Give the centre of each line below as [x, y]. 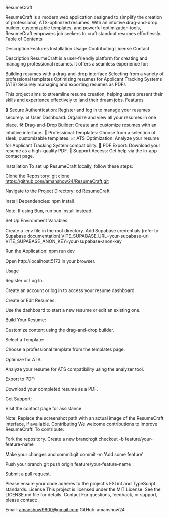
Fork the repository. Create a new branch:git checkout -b [65, 439]
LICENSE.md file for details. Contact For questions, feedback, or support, [81, 494]
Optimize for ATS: [24, 359]
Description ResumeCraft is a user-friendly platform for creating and [76, 58]
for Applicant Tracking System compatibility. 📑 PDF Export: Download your [83, 145]
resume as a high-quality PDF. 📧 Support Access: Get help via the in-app [81, 151]
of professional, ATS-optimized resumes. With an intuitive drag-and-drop [81, 23]
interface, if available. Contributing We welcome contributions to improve [81, 424]
